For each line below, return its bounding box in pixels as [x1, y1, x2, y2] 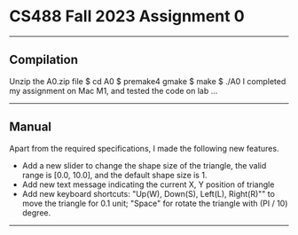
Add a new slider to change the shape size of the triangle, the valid [21, 160, 267, 170]
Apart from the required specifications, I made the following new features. [9, 143, 279, 153]
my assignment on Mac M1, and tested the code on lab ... [9, 85, 218, 96]
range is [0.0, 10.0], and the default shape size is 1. [21, 169, 208, 180]
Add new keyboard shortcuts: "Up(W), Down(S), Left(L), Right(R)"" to [21, 188, 275, 199]
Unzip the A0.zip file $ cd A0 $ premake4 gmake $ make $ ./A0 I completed [9, 75, 286, 86]
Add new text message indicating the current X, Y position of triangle [21, 179, 275, 190]
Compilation [9, 52, 78, 67]
